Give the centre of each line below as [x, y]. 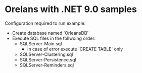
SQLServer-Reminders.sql [47, 65]
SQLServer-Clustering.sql [46, 54]
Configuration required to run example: [45, 23]
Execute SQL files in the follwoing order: [54, 38]
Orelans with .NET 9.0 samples [71, 9]
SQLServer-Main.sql [41, 43]
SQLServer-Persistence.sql [48, 59]
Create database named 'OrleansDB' [50, 33]
